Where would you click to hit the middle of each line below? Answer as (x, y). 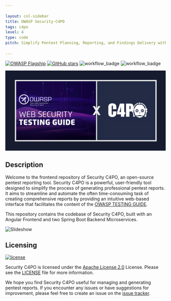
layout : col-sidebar (27, 16)
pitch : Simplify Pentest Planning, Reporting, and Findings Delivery (81, 43)
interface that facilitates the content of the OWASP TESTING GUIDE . (77, 204)
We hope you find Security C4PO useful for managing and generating (78, 283)
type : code (17, 38)
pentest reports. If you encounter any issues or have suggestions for (77, 288)
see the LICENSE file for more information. (50, 273)
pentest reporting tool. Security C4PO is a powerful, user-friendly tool (78, 183)
